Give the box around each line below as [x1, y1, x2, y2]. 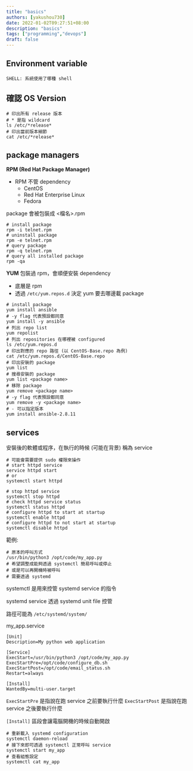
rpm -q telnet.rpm [6, 248, 52, 254]
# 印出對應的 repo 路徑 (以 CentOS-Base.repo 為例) [6, 348, 128, 354]
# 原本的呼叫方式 [6, 549, 43, 556]
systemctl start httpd [6, 478, 63, 484]
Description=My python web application [6, 639, 105, 645]
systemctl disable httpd [6, 525, 68, 531]
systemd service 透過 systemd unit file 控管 [6, 598, 113, 605]
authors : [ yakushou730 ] [6, 14, 66, 20]
